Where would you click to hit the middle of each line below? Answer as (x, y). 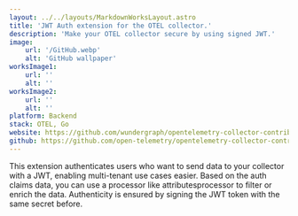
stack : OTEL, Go (39, 125)
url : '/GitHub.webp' (63, 50)
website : (25, 133)
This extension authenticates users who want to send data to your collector (147, 166)
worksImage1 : (33, 67)
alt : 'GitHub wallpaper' (71, 58)
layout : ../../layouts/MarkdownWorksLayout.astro (103, 17)
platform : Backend (43, 116)
